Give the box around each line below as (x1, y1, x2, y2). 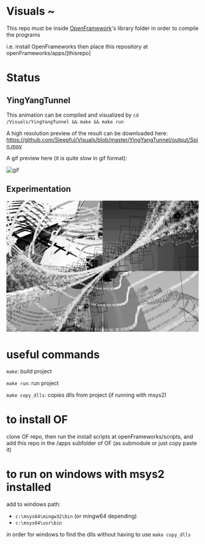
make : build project (6, 368, 52, 375)
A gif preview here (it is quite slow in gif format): (6, 154, 128, 161)
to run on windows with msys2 (6, 468, 165, 481)
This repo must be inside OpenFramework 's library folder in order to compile (6, 24, 199, 32)
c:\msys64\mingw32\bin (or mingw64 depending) (15, 512, 137, 520)
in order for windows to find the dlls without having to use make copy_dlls (6, 531, 191, 538)
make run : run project (6, 380, 59, 387)
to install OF (6, 413, 68, 427)
